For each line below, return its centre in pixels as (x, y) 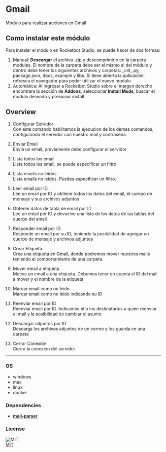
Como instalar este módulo (48, 38)
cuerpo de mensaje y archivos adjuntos (53, 239)
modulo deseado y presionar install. (49, 96)
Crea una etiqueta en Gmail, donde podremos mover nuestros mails (81, 254)
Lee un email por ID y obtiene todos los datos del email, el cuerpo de (82, 193)
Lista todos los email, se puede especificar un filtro (65, 164)
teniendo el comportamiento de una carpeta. (58, 259)
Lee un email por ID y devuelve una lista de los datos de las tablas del (83, 214)
